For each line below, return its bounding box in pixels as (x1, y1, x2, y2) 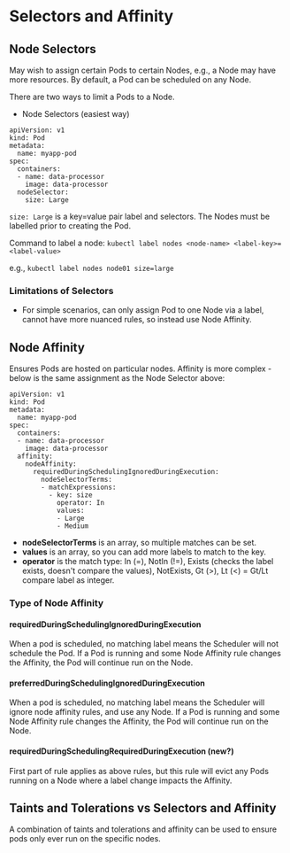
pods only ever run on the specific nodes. (9, 834, 161, 844)
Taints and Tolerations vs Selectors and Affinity (9, 801, 277, 816)
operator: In (56, 499, 104, 508)
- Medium (56, 522, 89, 531)
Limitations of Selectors (9, 284, 114, 297)
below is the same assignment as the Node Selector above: (9, 373, 225, 384)
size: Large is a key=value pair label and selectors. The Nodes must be (9, 211, 271, 221)
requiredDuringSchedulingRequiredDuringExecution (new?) (9, 746, 234, 756)
